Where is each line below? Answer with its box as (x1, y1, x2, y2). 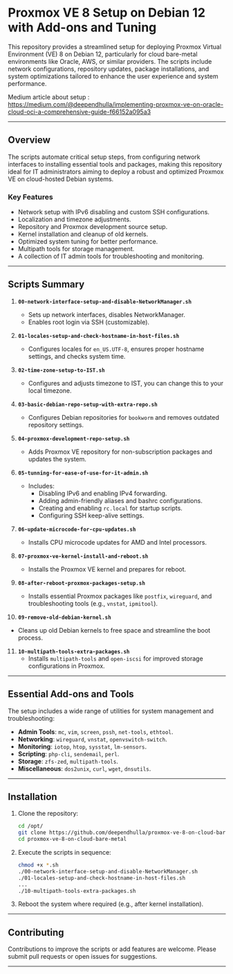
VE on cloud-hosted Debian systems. (8, 175, 114, 183)
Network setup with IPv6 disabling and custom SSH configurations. (17, 208, 210, 216)
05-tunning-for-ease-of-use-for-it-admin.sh (17, 470, 149, 477)
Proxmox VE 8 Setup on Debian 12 (8, 5, 206, 21)
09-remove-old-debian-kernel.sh (17, 614, 111, 621)
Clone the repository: (17, 810, 79, 818)
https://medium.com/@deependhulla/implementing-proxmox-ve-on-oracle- (8, 100, 224, 108)
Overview (8, 134, 51, 146)
